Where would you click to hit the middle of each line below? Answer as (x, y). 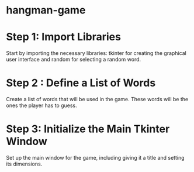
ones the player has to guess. (41, 105)
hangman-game (46, 10)
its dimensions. (24, 164)
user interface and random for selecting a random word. (74, 60)
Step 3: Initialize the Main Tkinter (88, 129)
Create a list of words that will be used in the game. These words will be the (97, 99)
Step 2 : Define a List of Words (81, 83)
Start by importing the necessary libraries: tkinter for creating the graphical (96, 53)
